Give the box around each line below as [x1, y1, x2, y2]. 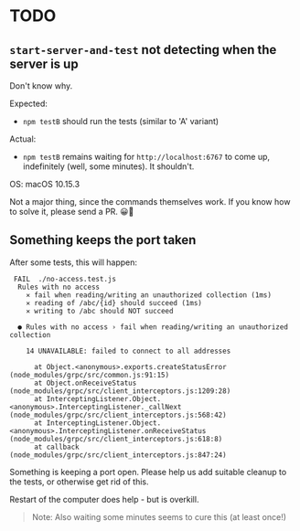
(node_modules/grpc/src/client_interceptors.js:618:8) [9, 434, 223, 443]
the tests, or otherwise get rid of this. [9, 476, 149, 487]
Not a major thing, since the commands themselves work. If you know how [9, 196, 291, 207]
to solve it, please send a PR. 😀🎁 [9, 207, 134, 217]
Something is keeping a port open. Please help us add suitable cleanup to [9, 466, 287, 477]
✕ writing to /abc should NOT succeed [26, 306, 174, 315]
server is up [9, 56, 80, 71]
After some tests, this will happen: [9, 257, 138, 268]
